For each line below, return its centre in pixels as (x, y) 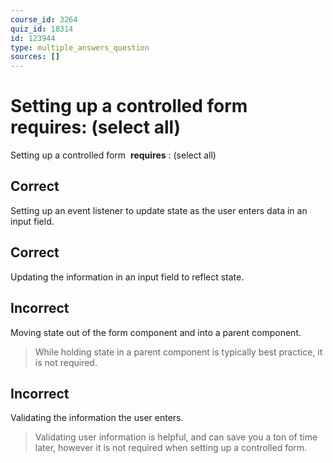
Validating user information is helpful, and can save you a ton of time (176, 437)
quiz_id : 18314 (42, 29)
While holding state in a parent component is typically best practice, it (178, 352)
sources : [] (35, 57)
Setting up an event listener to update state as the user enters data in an (159, 210)
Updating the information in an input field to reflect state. (127, 277)
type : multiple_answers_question (80, 47)
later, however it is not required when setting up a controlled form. (171, 448)
